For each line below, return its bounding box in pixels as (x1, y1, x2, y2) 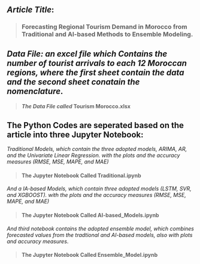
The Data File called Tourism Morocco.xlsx (21, 103, 131, 110)
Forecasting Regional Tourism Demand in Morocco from (21, 23, 187, 31)
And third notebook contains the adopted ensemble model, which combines (7, 224, 194, 232)
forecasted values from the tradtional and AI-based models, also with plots (7, 231, 193, 238)
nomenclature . (7, 86, 63, 96)
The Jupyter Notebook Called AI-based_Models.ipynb (21, 211, 159, 219)
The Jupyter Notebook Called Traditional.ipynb (21, 172, 141, 179)
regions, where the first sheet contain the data (7, 67, 184, 77)
